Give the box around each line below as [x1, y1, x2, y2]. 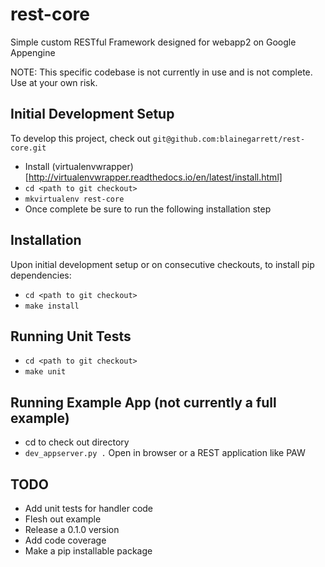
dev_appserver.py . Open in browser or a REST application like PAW [24, 447, 306, 459]
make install [24, 301, 80, 311]
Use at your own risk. [10, 76, 98, 88]
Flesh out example [24, 513, 102, 525]
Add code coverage [24, 534, 107, 546]
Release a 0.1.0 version [24, 524, 120, 535]
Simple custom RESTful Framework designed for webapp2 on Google [10, 36, 297, 48]
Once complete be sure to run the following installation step [24, 203, 272, 215]
